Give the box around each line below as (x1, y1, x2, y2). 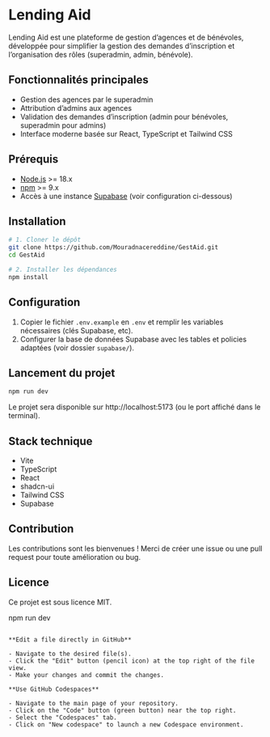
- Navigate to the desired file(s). (8, 650, 132, 658)
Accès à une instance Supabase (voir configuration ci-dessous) (19, 191, 233, 201)
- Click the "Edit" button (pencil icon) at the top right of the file (8, 657, 255, 665)
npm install (8, 273, 49, 281)
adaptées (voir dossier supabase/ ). (19, 342, 135, 353)
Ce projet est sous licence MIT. (8, 597, 112, 607)
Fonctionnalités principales (8, 73, 150, 87)
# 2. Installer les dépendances (8, 265, 117, 273)
